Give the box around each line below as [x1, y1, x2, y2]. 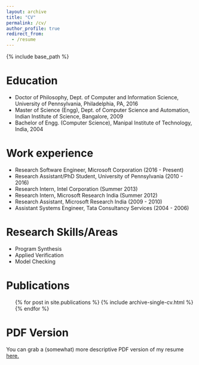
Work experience [6, 147, 94, 160]
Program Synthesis [14, 245, 62, 252]
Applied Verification [14, 251, 64, 258]
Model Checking [14, 258, 56, 265]
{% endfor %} [14, 305, 50, 312]
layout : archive [6, 8, 47, 15]
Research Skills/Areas [6, 226, 118, 239]
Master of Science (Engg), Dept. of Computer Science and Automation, [14, 106, 190, 114]
